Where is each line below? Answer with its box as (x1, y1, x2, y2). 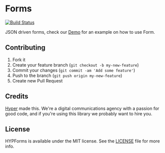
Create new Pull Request (12, 77, 63, 83)
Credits (5, 92, 29, 101)
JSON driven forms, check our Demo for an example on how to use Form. (5, 29, 155, 35)
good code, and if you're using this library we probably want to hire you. (5, 110, 153, 117)
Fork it (12, 57, 26, 63)
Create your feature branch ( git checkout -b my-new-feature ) (12, 62, 139, 68)
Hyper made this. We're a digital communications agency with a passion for (5, 105, 160, 111)
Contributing (5, 43, 46, 52)
